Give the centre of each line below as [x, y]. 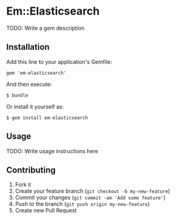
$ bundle [17, 95]
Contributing [31, 170]
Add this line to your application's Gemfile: [59, 61]
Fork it [23, 185]
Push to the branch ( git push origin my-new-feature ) [82, 204]
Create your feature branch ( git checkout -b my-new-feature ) [93, 191]
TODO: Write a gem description [46, 28]
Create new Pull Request [46, 210]
